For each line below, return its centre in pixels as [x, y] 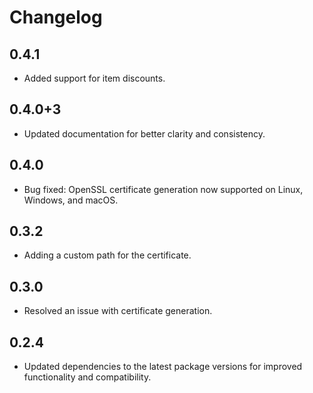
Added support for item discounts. [94, 78]
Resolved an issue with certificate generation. [118, 311]
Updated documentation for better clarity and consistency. [144, 133]
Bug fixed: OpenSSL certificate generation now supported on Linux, [163, 189]
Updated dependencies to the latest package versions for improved [163, 367]
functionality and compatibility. [87, 377]
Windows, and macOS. [71, 200]
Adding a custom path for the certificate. [107, 255]
